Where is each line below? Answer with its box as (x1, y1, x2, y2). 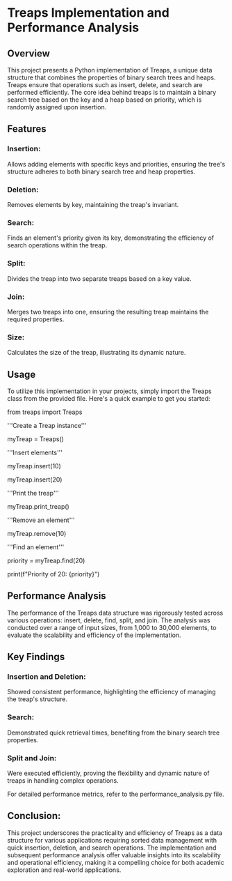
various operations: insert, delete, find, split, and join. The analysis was (7, 615, 210, 625)
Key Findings (7, 651, 65, 663)
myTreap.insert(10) (7, 461, 61, 470)
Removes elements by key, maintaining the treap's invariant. (7, 200, 179, 208)
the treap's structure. (7, 695, 68, 703)
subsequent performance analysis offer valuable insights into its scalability (7, 850, 221, 859)
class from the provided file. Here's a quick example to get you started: (7, 394, 210, 402)
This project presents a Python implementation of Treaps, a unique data (7, 66, 213, 74)
